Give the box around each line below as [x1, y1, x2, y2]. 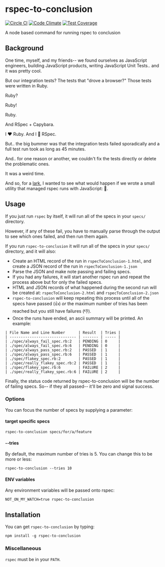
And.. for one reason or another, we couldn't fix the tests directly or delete [5, 155, 157, 161]
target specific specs [5, 418, 50, 424]
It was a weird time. [5, 170, 45, 176]
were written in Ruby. [5, 83, 49, 89]
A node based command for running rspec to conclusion [5, 29, 120, 35]
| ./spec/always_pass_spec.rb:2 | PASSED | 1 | [5, 347, 121, 352]
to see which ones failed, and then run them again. [5, 233, 109, 239]
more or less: [5, 456, 32, 462]
